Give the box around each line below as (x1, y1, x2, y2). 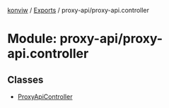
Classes (7, 73, 44, 85)
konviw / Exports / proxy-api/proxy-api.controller (7, 6, 150, 14)
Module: (7, 31, 57, 47)
